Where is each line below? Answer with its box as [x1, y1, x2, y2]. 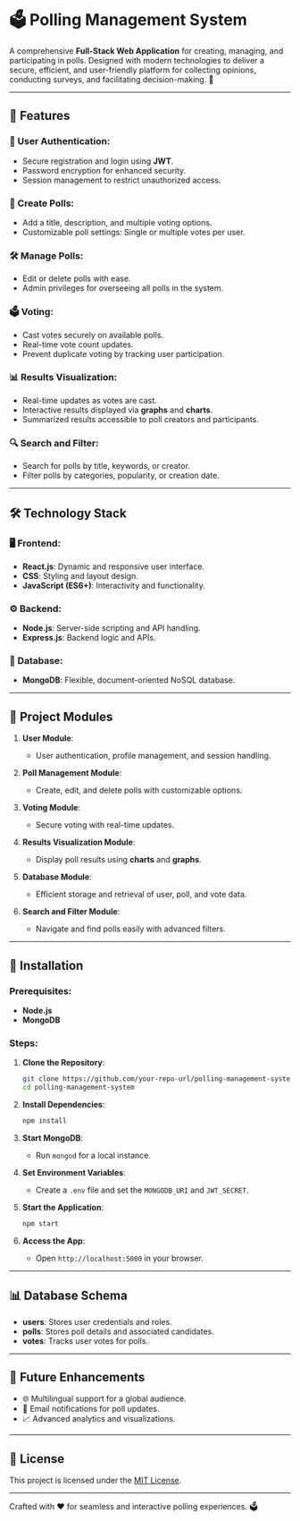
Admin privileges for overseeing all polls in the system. [21, 283, 224, 293]
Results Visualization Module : [21, 837, 136, 848]
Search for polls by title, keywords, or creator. [21, 461, 190, 472]
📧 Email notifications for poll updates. [21, 1404, 160, 1415]
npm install [21, 1116, 67, 1126]
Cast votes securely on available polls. [21, 329, 163, 340]
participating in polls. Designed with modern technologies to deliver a [9, 55, 265, 65]
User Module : [21, 733, 74, 744]
